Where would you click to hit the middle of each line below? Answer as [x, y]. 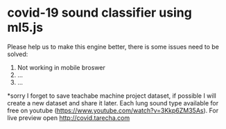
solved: [18, 54]
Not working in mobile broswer [61, 67]
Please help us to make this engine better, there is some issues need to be [113, 46]
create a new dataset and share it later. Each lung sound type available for [113, 103]
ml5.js [25, 27]
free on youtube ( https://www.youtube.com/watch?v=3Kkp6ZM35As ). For [113, 110]
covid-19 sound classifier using [99, 13]
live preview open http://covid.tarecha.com [69, 118]
